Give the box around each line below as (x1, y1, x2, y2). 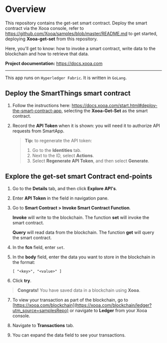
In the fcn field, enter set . (12, 244, 65, 250)
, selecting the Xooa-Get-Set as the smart (61, 108, 148, 114)
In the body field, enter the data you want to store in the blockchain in (12, 254, 156, 260)
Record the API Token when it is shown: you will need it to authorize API (12, 122, 161, 128)
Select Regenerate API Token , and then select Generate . (32, 158, 150, 164)
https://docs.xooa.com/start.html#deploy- (71, 102, 158, 108)
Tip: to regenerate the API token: (24, 137, 92, 143)
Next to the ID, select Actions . (32, 152, 94, 158)
